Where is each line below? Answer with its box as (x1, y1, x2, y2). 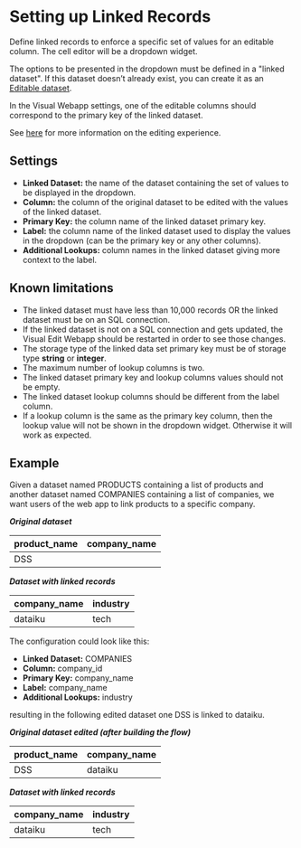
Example (9, 455, 60, 471)
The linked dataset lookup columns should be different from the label (22, 391, 280, 401)
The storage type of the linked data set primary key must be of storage (22, 343, 287, 353)
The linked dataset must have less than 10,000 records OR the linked (22, 305, 278, 316)
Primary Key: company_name (22, 673, 134, 683)
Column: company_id (22, 663, 103, 674)
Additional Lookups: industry (22, 692, 133, 702)
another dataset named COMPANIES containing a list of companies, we (9, 489, 275, 500)
